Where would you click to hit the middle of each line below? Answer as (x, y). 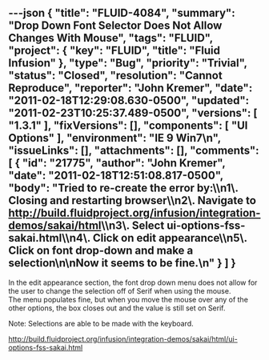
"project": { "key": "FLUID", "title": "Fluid (114, 51)
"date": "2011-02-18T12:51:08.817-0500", (116, 176)
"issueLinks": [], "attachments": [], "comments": (134, 151)
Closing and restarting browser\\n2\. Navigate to (132, 200)
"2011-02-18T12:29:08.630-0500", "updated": (129, 100)
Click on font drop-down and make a (101, 251)
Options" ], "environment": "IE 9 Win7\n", (115, 138)
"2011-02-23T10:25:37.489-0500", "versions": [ (133, 113)
